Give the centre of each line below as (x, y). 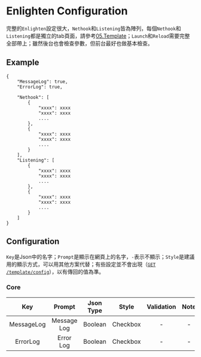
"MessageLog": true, (42, 81)
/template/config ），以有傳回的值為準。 (55, 271)
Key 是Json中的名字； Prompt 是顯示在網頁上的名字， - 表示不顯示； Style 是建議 (100, 256)
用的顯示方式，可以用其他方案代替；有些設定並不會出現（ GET (81, 264)
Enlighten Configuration (67, 11)
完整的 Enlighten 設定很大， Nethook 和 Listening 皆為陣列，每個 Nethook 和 (94, 28)
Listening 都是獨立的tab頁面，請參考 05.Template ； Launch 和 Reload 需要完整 (98, 36)
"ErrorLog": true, (40, 87)
